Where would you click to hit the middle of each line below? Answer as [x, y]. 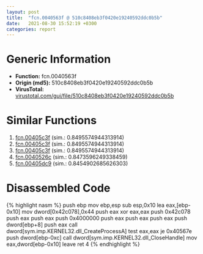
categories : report [31, 29]
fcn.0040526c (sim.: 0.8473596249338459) [71, 157]
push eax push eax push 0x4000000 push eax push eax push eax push [97, 219]
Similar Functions [51, 121]
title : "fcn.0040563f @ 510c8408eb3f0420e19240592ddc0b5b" [85, 18]
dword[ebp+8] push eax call [42, 225]
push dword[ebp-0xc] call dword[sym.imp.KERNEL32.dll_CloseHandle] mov [102, 238]
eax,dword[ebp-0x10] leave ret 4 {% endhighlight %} [73, 244]
